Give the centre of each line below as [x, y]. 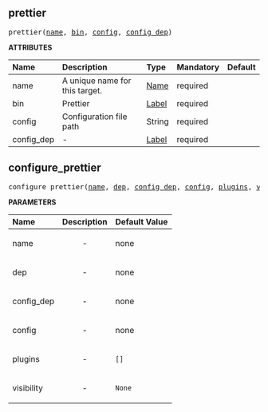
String [158, 121]
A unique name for [97, 81]
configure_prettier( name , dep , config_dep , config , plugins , [130, 186]
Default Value [142, 221]
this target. [83, 90]
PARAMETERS [32, 202]
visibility [28, 388]
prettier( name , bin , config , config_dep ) [91, 32]
